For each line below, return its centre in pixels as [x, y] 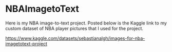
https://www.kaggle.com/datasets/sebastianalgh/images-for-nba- [75, 38]
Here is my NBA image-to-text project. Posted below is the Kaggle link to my [86, 23]
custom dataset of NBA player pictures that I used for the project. [74, 28]
